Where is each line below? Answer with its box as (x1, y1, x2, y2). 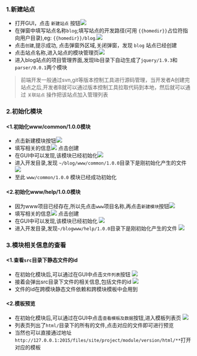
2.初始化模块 (6, 107, 42, 116)
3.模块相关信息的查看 (6, 240, 66, 249)
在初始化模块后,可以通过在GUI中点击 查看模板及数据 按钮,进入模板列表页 (14, 314, 181, 321)
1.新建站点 (6, 5, 35, 13)
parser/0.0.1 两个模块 (14, 64, 68, 71)
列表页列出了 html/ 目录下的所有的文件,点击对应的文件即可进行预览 (14, 321, 174, 328)
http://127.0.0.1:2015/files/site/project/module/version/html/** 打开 (14, 336, 191, 343)
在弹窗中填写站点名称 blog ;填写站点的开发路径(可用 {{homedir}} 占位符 (14, 27, 183, 34)
